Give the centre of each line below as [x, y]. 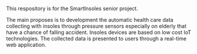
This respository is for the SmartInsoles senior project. [72, 9]
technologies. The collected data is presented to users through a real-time [96, 38]
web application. [26, 45]
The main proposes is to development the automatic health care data [90, 20]
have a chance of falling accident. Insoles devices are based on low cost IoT [99, 32]
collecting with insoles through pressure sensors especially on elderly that [96, 26]
